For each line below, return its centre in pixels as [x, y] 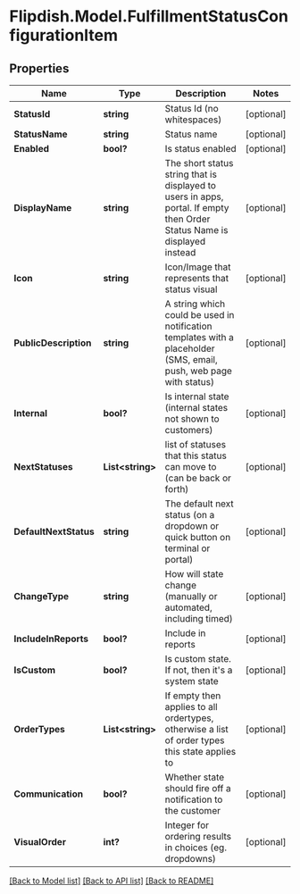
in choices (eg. [196, 848]
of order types [195, 740]
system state [192, 681]
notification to [194, 799]
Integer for [187, 825]
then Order [187, 219]
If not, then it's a [199, 670]
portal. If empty [197, 208]
